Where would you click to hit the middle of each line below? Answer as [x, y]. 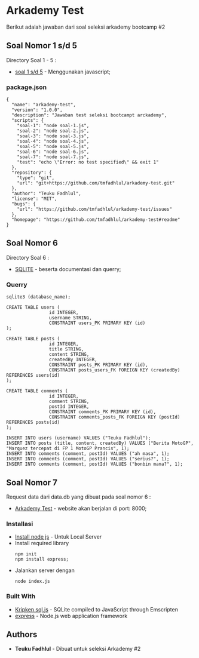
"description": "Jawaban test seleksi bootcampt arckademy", [89, 115]
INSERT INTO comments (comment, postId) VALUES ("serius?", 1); [88, 459]
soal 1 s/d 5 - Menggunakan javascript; [62, 72]
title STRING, [66, 349]
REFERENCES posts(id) [33, 422]
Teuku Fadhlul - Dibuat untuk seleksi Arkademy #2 [78, 649]
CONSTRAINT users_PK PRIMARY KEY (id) [97, 323]
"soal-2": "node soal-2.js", [53, 131]
